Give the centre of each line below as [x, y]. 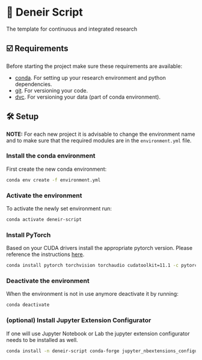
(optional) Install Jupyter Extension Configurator [79, 320]
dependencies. [33, 84]
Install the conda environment [51, 156]
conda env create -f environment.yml [54, 180]
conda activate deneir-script [44, 220]
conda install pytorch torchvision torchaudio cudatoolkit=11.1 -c [93, 266]
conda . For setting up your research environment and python [90, 78]
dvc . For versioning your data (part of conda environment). [88, 97]
